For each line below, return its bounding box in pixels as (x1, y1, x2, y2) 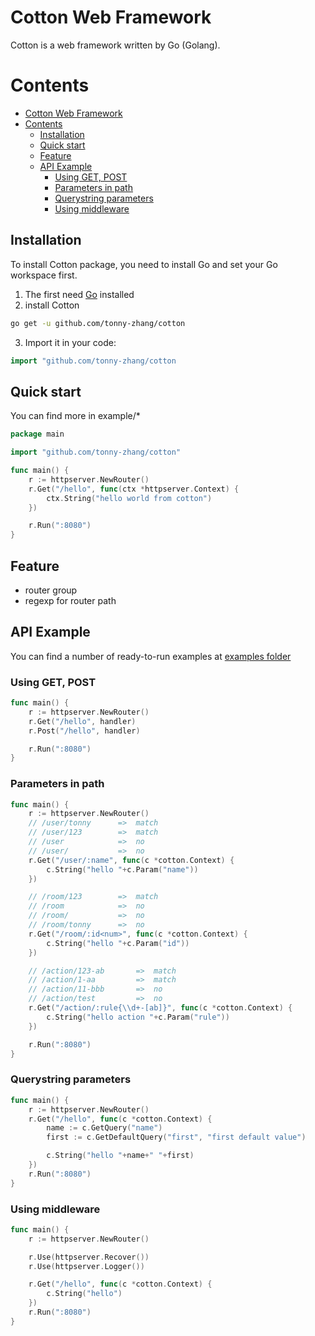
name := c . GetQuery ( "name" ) (46, 1123, 163, 1133)
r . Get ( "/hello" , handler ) (28, 716, 137, 726)
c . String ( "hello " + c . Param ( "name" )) (46, 864, 199, 875)
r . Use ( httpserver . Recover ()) (28, 1252, 150, 1262)
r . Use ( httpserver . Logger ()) (28, 1261, 145, 1271)
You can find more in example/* (10, 410, 141, 422)
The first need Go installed (24, 288, 135, 300)
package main (10, 429, 65, 440)
